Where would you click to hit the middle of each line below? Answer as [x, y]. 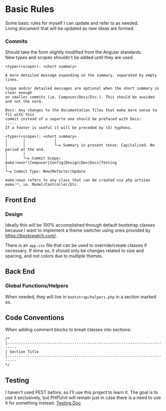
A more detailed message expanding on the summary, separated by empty [81, 75]
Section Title [24, 352]
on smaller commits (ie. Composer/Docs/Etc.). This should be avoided [80, 97]
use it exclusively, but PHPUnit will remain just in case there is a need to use [83, 398]
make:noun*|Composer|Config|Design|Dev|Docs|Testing [61, 163]
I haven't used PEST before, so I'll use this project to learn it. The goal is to [82, 393]
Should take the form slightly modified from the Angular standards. [74, 52]
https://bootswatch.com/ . [31, 235]
